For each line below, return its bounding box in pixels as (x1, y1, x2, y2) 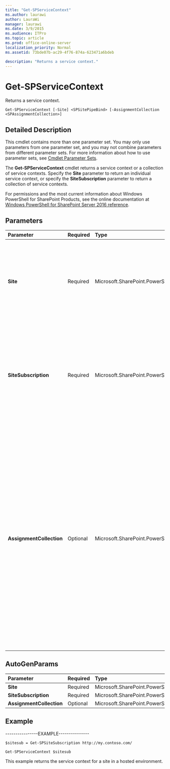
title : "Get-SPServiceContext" (5, 7, 71, 13)
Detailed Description (5, 125, 72, 134)
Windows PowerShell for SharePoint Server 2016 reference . (5, 202, 130, 208)
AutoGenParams (5, 660, 59, 669)
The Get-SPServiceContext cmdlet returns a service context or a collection (5, 165, 163, 171)
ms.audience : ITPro (5, 31, 47, 36)
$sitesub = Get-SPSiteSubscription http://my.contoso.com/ (5, 740, 133, 745)
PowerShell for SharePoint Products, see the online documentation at (5, 196, 149, 203)
